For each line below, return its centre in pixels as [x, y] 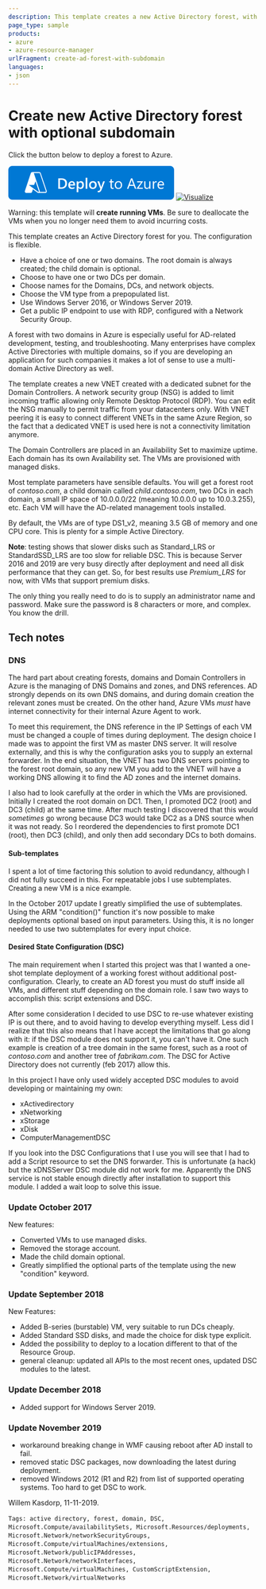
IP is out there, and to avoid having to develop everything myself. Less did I [131, 1022]
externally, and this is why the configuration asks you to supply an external [130, 752]
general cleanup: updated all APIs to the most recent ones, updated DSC [139, 1361]
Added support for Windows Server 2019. [88, 1407]
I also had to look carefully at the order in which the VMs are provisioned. [128, 793]
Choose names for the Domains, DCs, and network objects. [117, 285]
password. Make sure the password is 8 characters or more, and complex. [130, 604]
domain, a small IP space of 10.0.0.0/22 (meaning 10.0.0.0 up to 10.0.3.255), [132, 499]
